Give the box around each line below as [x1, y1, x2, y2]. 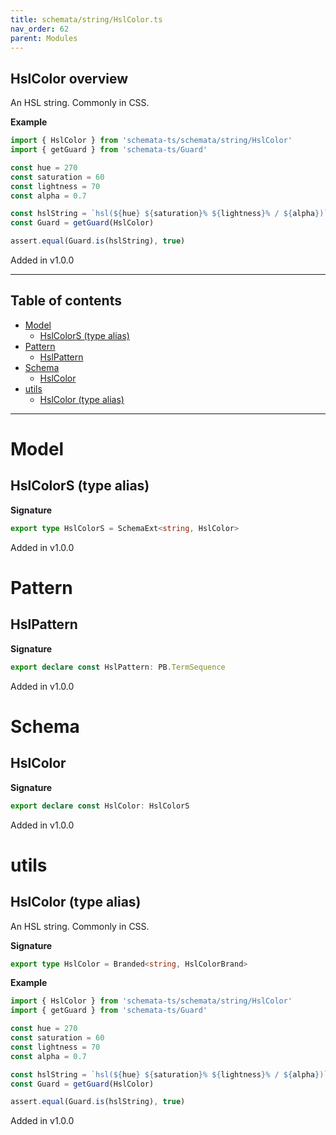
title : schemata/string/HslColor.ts [10, 14, 163, 25]
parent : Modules [10, 33, 78, 43]
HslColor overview [10, 70, 129, 87]
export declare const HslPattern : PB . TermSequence [10, 662, 226, 672]
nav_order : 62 [10, 24, 70, 34]
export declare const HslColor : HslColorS [10, 801, 190, 811]
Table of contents [10, 292, 122, 310]
